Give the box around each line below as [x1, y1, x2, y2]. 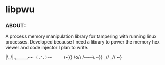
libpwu [5, 4, 35, 15]
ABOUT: [5, 22, 26, 29]
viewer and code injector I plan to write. [5, 45, 89, 51]
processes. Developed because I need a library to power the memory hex [5, 39, 160, 45]
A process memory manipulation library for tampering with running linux [5, 33, 157, 39]
